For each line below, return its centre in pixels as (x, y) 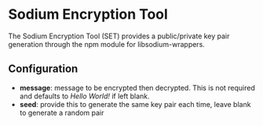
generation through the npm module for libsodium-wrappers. (107, 44)
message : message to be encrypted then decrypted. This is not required (137, 87)
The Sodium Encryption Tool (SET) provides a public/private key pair (119, 36)
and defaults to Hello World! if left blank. (85, 96)
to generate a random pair (62, 112)
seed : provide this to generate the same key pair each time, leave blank (135, 104)
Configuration (43, 69)
